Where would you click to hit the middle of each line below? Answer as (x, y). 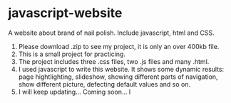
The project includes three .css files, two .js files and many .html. (114, 61)
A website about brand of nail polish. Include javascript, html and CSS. (111, 33)
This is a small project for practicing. (72, 54)
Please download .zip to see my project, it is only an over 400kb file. (119, 46)
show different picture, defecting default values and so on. (104, 84)
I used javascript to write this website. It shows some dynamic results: (121, 69)
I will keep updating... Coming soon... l (75, 92)
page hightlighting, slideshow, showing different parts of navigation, (118, 77)
